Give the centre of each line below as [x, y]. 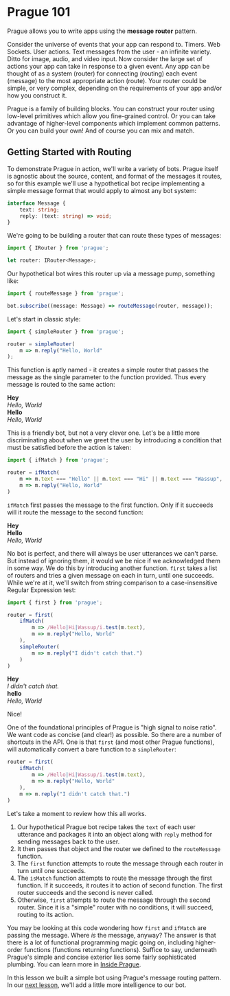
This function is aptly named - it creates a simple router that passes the [108, 370]
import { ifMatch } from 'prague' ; [58, 460]
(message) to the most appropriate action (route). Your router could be [107, 80]
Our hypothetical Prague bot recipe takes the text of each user [106, 827]
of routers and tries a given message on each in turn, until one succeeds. [111, 575]
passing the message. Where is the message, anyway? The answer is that [112, 935]
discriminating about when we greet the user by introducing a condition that [114, 440]
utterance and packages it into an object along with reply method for [115, 834]
